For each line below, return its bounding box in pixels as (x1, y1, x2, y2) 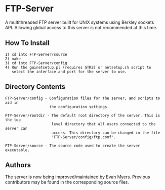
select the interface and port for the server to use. (11, 69, 127, 74)
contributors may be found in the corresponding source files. (5, 179, 129, 185)
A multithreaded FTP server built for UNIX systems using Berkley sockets (5, 19, 154, 25)
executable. (5, 148, 30, 152)
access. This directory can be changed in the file (51, 130, 161, 135)
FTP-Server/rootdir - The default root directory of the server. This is (5, 113, 161, 118)
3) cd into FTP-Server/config (5, 60, 68, 66)
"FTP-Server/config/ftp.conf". (51, 134, 116, 140)
